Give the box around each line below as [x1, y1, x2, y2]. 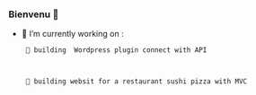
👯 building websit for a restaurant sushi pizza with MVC [25, 77, 248, 86]
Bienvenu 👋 [8, 8, 59, 21]
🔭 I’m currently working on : [21, 29, 124, 39]
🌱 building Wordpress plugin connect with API [25, 46, 207, 55]
